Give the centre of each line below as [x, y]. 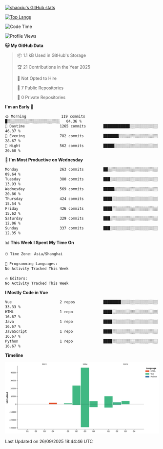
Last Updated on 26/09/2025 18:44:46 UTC [49, 442]
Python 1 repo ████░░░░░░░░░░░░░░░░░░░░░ [82, 341]
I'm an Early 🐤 [19, 107]
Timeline [14, 355]
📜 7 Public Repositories [40, 88]
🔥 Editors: [16, 278]
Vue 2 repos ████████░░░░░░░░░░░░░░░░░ [82, 302]
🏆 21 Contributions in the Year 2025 [54, 67]
